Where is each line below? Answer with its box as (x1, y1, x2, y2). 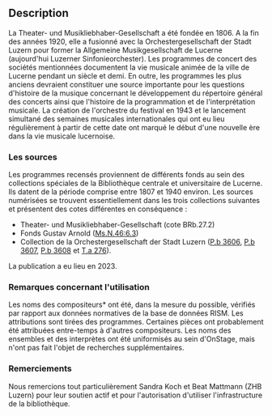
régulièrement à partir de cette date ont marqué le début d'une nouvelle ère (8, 122, 261, 132)
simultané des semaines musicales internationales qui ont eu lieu (8, 113, 225, 124)
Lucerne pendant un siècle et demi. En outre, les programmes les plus (8, 70, 242, 80)
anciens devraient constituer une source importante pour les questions (8, 79, 245, 89)
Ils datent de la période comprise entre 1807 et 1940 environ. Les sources (8, 187, 253, 197)
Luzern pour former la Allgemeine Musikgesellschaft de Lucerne (8, 45, 223, 55)
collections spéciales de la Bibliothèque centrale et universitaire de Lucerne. (8, 178, 263, 189)
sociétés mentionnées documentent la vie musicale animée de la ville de (8, 62, 249, 72)
